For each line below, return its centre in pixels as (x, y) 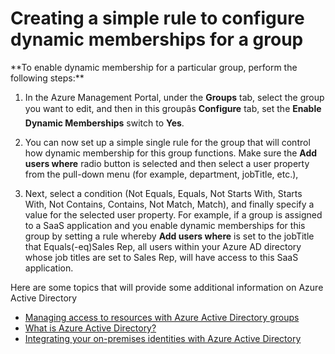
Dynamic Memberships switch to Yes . (104, 123)
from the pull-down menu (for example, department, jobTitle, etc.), (161, 174)
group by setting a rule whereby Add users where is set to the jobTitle (169, 236)
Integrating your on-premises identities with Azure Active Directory (163, 338)
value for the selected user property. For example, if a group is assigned (173, 214)
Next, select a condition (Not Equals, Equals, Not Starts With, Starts (163, 193)
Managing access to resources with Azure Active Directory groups (162, 317)
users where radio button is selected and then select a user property (167, 163)
